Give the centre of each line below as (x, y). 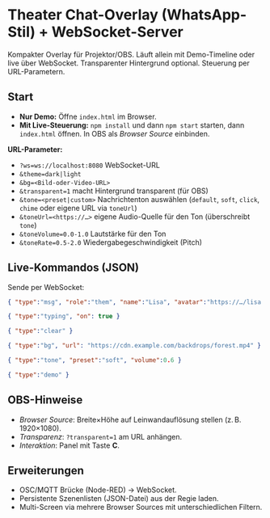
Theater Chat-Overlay (83, 15)
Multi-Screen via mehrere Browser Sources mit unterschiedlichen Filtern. (141, 507)
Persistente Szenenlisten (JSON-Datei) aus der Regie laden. (119, 499)
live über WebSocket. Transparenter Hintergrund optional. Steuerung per (129, 63)
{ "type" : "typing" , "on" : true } (64, 317)
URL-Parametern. (36, 71)
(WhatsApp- (204, 15)
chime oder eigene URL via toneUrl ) (78, 208)
